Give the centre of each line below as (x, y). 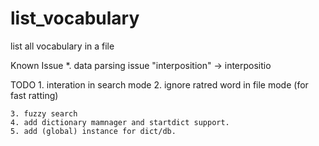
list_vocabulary (75, 18)
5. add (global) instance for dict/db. (93, 131)
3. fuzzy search (44, 113)
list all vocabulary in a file (62, 46)
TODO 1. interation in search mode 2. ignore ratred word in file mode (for (159, 84)
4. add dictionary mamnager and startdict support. (120, 122)
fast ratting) (34, 95)
